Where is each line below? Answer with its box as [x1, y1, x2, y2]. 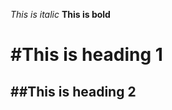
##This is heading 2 [10, 83, 137, 100]
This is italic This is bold [10, 9, 111, 20]
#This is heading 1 [10, 44, 163, 66]
